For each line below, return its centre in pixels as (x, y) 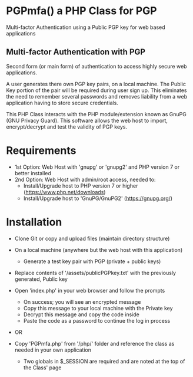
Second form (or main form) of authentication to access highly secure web (96, 66)
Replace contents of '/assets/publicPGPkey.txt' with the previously (95, 273)
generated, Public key (41, 279)
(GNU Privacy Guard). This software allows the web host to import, (87, 120)
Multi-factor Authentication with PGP (76, 52)
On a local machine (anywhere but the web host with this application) (99, 250)
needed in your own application (53, 350)
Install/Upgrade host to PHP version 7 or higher (81, 186)
